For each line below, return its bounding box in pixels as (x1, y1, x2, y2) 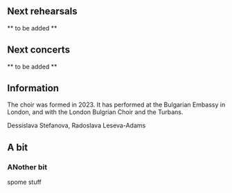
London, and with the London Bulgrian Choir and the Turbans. (7, 108, 184, 116)
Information (7, 82, 60, 94)
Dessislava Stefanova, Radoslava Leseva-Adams (7, 121, 146, 130)
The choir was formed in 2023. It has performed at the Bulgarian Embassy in (7, 100, 226, 109)
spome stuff (7, 178, 42, 186)
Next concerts (7, 44, 71, 56)
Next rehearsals (7, 6, 78, 17)
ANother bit (7, 162, 47, 172)
